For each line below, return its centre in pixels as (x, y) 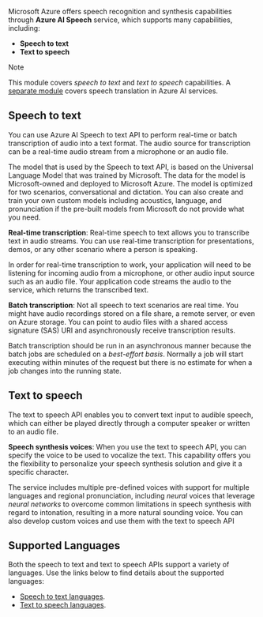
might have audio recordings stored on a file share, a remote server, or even (131, 313)
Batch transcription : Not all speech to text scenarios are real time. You (124, 305)
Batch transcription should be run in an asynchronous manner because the (130, 345)
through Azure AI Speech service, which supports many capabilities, (120, 20)
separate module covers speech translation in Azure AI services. (113, 91)
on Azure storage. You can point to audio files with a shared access (118, 322)
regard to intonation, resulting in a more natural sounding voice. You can (126, 512)
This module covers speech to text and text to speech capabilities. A (120, 83)
